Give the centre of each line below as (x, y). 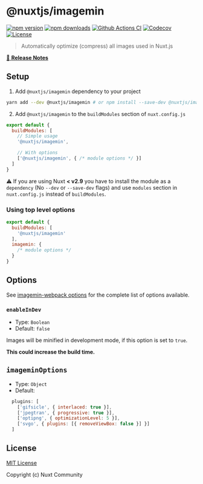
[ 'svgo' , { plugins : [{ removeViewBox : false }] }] (83, 424)
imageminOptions (37, 370)
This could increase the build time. (51, 352)
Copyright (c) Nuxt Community (44, 474)
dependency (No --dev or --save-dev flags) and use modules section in (92, 187)
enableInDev (24, 310)
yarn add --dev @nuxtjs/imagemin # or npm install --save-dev (86, 102)
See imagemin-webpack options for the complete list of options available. (98, 295)
